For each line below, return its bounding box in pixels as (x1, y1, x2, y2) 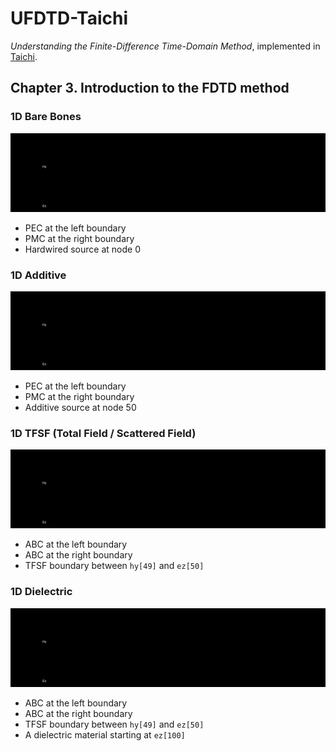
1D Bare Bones (10, 110, 82, 124)
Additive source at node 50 (24, 401, 137, 413)
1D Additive (10, 268, 67, 282)
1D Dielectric (10, 585, 73, 599)
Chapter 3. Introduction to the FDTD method (10, 80, 290, 97)
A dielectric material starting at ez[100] (24, 728, 186, 741)
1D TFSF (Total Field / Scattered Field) (10, 426, 197, 440)
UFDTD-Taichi (10, 7, 129, 30)
